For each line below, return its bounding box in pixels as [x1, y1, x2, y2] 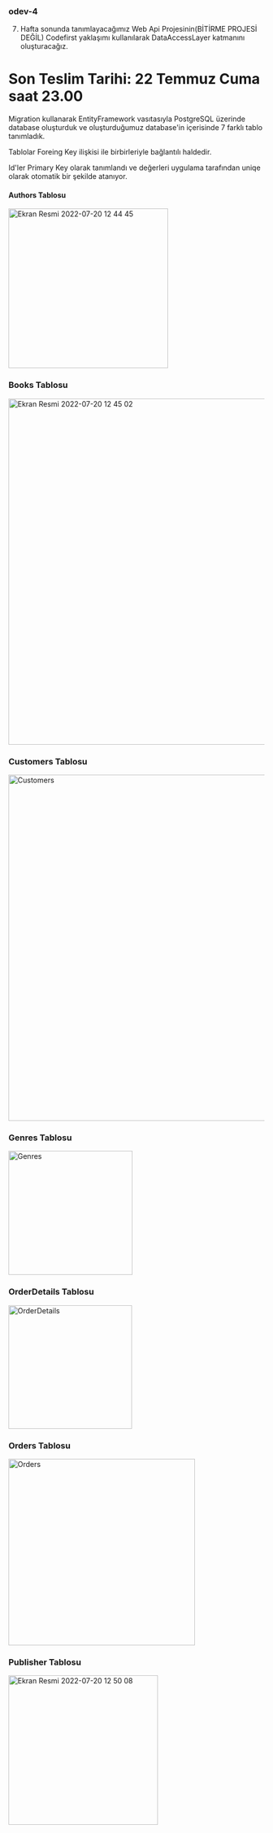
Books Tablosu [8, 380, 68, 391]
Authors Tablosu [8, 189, 67, 200]
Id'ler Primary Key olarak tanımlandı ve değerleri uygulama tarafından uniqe [8, 163, 262, 172]
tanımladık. [8, 132, 45, 142]
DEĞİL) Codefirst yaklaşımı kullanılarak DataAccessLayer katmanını [19, 33, 245, 42]
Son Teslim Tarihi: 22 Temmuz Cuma [8, 70, 261, 89]
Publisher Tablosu [8, 1657, 81, 1668]
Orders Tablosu [8, 1439, 71, 1451]
